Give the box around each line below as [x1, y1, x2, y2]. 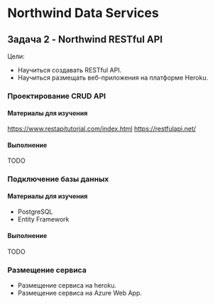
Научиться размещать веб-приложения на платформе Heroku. [17, 73, 209, 82]
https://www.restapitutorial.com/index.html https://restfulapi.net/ [7, 124, 197, 133]
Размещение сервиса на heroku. [17, 281, 117, 289]
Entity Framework [17, 215, 70, 224]
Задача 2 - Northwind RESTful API [7, 33, 163, 45]
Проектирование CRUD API [7, 91, 106, 101]
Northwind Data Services [7, 5, 160, 21]
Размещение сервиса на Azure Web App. [17, 288, 143, 297]
